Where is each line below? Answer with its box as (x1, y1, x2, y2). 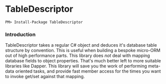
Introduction (5, 31, 36, 38)
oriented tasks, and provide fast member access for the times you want (15, 68, 161, 74)
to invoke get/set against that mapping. (5, 74, 85, 80)
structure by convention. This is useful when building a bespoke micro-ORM (5, 48, 161, 54)
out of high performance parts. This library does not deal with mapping (5, 53, 150, 58)
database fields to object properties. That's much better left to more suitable (5, 58, 161, 64)
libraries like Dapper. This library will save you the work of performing (5, 63, 147, 69)
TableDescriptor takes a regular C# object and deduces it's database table (5, 42, 157, 48)
